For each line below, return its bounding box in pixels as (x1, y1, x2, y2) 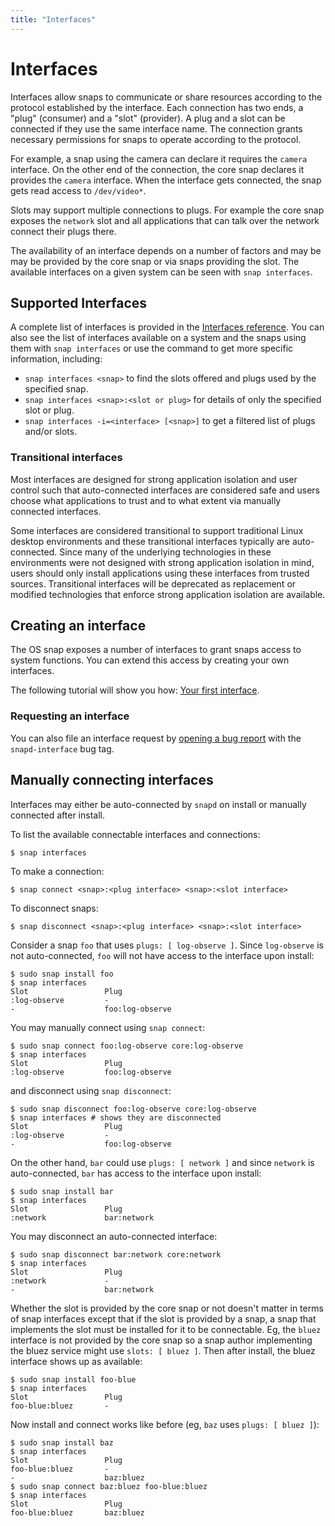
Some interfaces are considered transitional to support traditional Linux (10, 524, 304, 536)
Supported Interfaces (10, 294, 148, 311)
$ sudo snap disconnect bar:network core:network (10, 1249, 222, 1260)
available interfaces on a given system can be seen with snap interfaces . (10, 266, 313, 278)
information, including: (10, 353, 103, 365)
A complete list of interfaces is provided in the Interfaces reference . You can (10, 321, 325, 333)
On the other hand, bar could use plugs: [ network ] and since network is (10, 1156, 315, 1168)
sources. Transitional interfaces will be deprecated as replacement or (10, 577, 297, 590)
